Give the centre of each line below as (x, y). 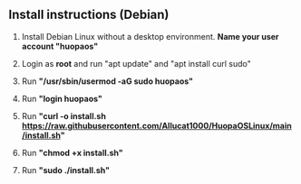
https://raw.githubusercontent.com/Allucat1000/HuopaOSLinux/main (156, 125)
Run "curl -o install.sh (63, 115)
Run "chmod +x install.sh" (72, 152)
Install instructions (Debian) (89, 15)
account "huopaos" (60, 46)
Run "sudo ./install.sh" (66, 170)
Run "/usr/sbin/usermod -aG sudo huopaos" (107, 81)
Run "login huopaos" (62, 98)
